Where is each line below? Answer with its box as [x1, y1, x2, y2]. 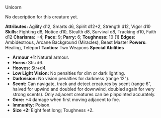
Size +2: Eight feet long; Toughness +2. [12, 107, 94, 113]
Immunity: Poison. [12, 102, 51, 108]
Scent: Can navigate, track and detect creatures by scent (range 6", [12, 81, 152, 87]
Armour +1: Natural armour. [12, 54, 70, 60]
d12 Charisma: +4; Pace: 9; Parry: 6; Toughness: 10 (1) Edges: [5, 34, 136, 40]
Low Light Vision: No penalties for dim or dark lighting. [12, 70, 125, 76]
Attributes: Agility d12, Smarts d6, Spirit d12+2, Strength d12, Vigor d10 [5, 23, 151, 29]
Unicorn [5, 4, 22, 10]
